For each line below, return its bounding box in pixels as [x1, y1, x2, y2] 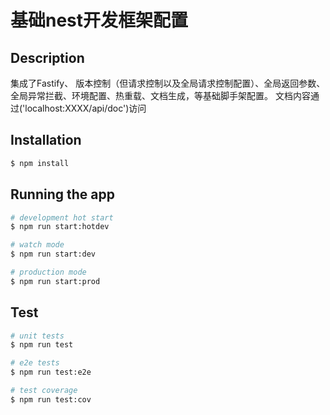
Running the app [10, 186, 115, 203]
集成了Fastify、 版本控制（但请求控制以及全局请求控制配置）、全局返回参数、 [10, 77, 326, 89]
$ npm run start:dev [10, 249, 97, 260]
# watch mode [10, 240, 65, 250]
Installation [10, 132, 82, 149]
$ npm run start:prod [10, 276, 101, 286]
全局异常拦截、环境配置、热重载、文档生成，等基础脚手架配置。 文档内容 [10, 90, 311, 101]
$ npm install [10, 158, 70, 168]
